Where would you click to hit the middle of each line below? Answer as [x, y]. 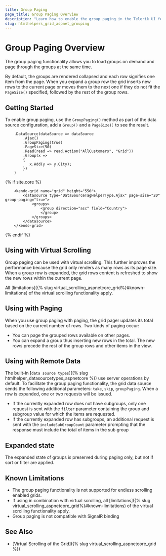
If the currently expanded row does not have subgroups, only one [79, 404]
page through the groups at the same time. [49, 67]
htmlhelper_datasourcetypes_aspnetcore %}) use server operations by [77, 378]
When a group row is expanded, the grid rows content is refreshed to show [82, 273]
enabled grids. [27, 495]
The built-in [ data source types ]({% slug [46, 373]
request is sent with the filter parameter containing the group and [81, 409]
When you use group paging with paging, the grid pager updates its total [79, 320]
